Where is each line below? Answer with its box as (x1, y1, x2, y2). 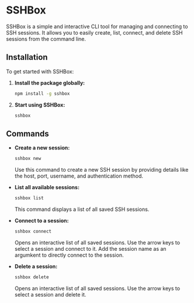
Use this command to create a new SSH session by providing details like (14, 166, 189, 173)
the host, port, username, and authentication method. (14, 172, 144, 179)
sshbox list (14, 195, 44, 201)
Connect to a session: (14, 217, 69, 224)
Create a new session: (14, 144, 70, 151)
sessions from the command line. (6, 35, 86, 42)
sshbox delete (14, 274, 49, 280)
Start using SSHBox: (14, 101, 65, 108)
